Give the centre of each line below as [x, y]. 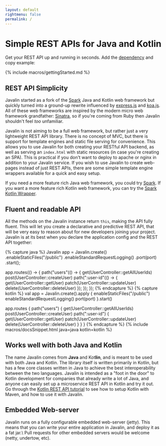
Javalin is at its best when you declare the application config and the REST [82, 237]
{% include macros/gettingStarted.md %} [48, 72]
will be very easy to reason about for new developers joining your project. [81, 232]
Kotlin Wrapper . [21, 194]
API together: [19, 242]
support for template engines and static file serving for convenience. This [80, 142]
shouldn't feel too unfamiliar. [34, 121]
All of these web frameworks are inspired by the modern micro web [74, 111]
